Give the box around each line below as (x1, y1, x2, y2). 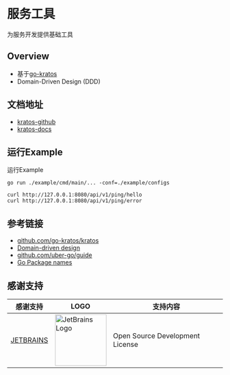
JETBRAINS (10, 335, 49, 345)
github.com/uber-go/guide (16, 251, 92, 259)
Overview (7, 51, 50, 62)
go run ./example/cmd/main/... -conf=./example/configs (7, 180, 170, 186)
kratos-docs (16, 125, 52, 133)
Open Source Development (112, 331, 201, 340)
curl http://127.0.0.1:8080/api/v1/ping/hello (7, 191, 142, 199)
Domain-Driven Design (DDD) (16, 77, 101, 86)
